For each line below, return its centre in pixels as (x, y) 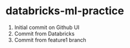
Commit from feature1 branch (50, 40)
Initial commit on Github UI (47, 27)
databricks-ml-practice (65, 11)
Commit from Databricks (44, 33)
